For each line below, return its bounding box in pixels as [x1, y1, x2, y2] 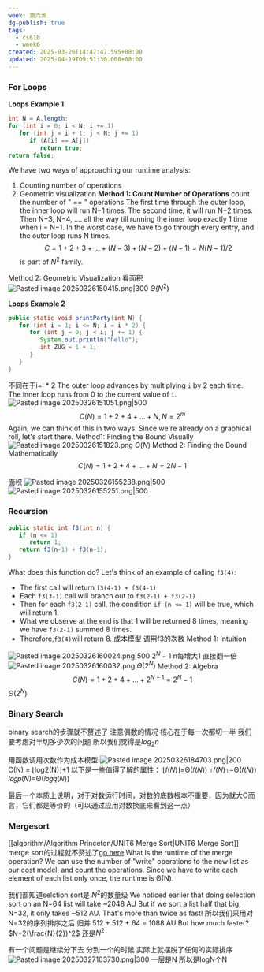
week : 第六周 [8, 11, 47, 20]
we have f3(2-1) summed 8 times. [19, 624, 132, 635]
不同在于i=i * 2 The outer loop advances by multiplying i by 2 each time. [8, 380, 244, 390]
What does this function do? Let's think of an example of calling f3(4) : [8, 568, 236, 577]
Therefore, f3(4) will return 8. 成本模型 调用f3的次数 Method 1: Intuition [19, 634, 247, 643]
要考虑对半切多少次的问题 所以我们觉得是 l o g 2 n [8, 736, 159, 748]
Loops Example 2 [8, 299, 65, 308]
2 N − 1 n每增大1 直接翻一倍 [151, 650, 238, 661]
